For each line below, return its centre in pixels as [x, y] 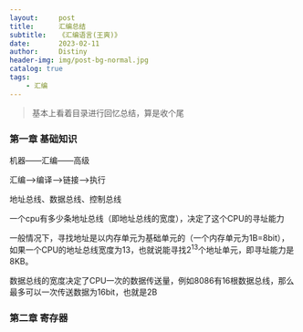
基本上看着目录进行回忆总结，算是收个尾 [108, 113]
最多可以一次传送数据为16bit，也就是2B [84, 292]
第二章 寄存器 [39, 317]
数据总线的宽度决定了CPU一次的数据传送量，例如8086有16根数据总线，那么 [152, 280]
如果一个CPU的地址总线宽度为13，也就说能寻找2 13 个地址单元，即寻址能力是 [152, 249]
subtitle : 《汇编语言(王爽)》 [65, 35]
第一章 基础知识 [43, 139]
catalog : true [37, 69]
